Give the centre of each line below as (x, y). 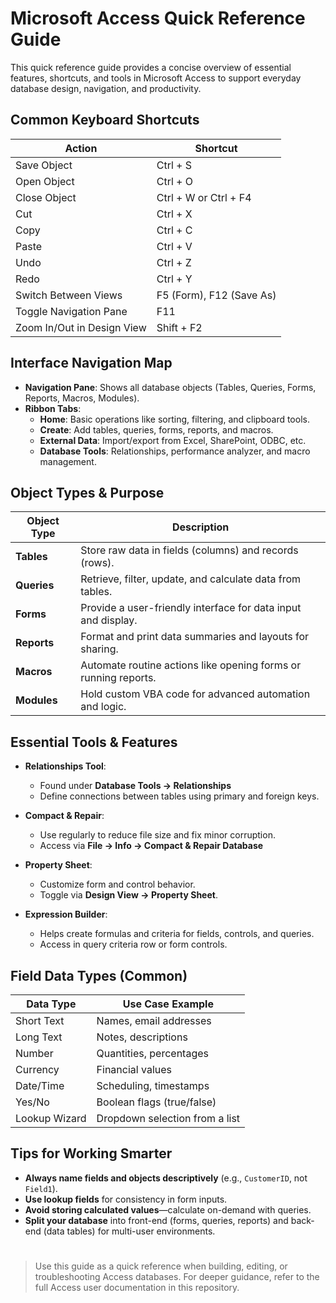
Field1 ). (41, 1188)
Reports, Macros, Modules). (82, 398)
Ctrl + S (174, 165)
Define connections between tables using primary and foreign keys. (179, 796)
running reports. (118, 678)
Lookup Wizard (51, 1118)
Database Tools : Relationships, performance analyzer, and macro (175, 451)
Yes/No (32, 1102)
